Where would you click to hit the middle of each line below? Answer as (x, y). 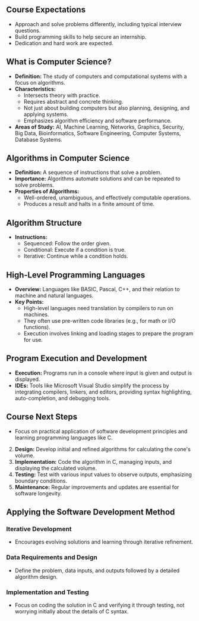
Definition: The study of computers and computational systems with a (101, 76)
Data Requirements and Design (52, 557)
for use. (33, 340)
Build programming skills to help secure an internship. (80, 37)
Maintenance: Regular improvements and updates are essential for (97, 487)
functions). (37, 327)
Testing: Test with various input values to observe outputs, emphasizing (103, 474)
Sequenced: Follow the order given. (67, 244)
